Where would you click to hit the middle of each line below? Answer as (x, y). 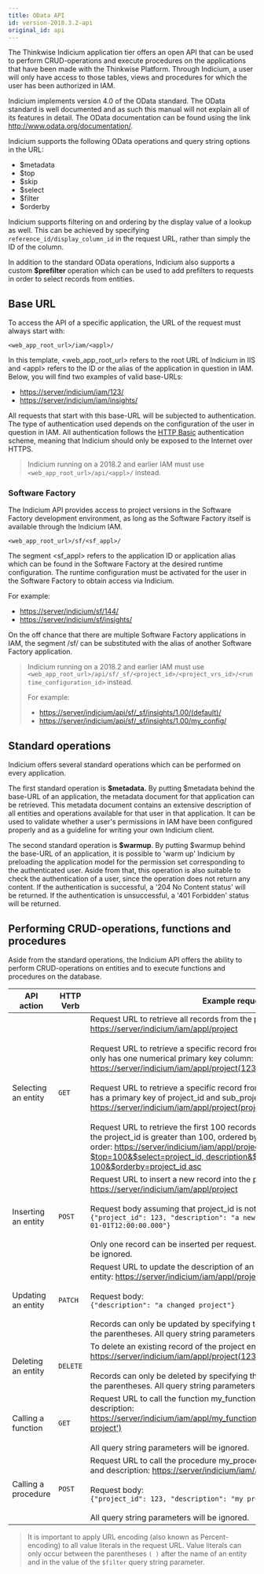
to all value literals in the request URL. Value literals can (152, 1546)
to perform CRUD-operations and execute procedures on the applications (127, 61)
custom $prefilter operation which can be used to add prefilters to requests (131, 271)
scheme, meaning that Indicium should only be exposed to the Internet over (130, 440)
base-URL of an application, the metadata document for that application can (132, 797)
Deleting (27, 1362)
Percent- (214, 1537)
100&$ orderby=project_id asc (146, 1167)
